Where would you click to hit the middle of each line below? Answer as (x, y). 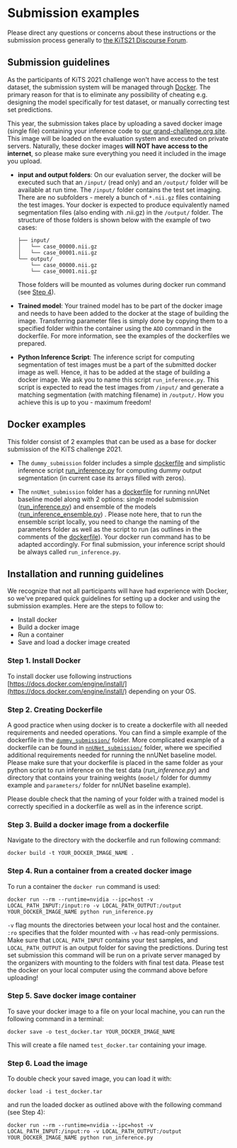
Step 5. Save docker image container (72, 996)
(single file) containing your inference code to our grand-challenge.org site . (117, 131)
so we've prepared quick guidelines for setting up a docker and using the (114, 598)
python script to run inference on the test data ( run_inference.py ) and (109, 770)
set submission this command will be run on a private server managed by (114, 955)
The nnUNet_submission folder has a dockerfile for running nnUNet (114, 491)
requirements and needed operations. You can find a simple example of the (117, 732)
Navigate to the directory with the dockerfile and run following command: (114, 840)
